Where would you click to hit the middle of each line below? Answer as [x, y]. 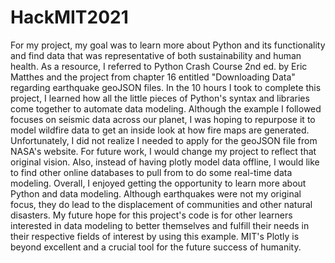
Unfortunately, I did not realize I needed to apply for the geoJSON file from [164, 140]
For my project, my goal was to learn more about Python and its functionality [168, 45]
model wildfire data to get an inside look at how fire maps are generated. [160, 130]
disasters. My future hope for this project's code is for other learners [151, 215]
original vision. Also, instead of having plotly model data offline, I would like [165, 162]
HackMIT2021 [69, 17]
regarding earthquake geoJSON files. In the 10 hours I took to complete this [166, 87]
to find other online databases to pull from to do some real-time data [151, 172]
